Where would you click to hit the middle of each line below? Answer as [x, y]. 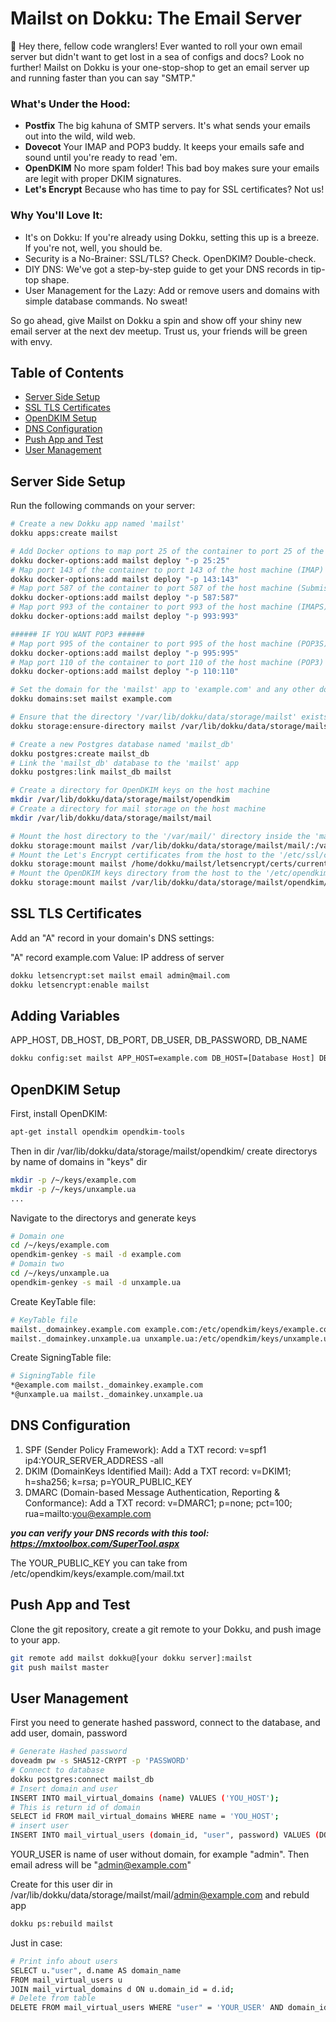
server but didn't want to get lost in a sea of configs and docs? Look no [157, 56]
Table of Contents [67, 372]
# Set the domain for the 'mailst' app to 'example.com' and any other [162, 690]
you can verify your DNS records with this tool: [110, 1533]
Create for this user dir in [61, 1884]
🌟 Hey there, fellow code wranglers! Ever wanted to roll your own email [156, 46]
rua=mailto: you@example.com [88, 1513]
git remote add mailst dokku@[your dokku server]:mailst [131, 1658]
